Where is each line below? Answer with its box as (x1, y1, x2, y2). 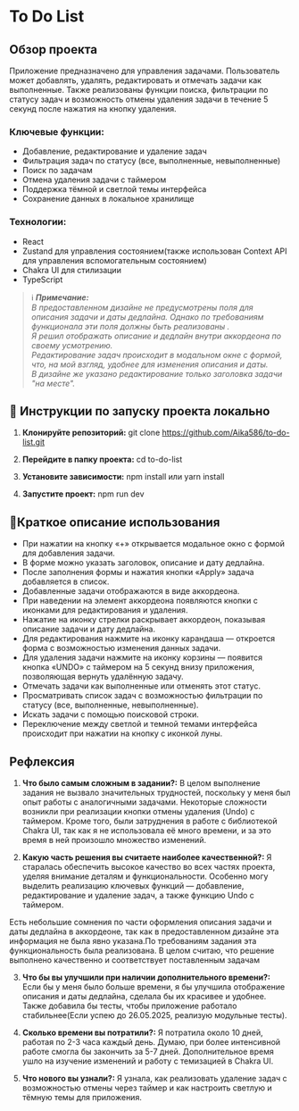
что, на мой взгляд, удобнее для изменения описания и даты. (30, 359, 269, 370)
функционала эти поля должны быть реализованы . (30, 321, 230, 331)
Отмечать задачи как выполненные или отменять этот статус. (21, 681, 262, 691)
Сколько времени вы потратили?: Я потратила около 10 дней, (21, 1027, 263, 1038)
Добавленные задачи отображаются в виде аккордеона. (21, 586, 240, 597)
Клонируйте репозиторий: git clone (21, 427, 161, 439)
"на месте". (30, 378, 76, 388)
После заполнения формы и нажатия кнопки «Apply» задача (21, 567, 254, 578)
